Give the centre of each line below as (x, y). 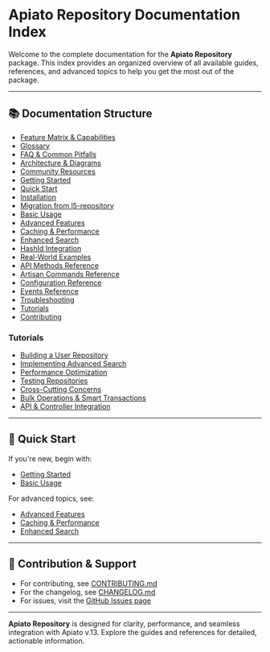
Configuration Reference (61, 283)
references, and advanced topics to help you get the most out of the (121, 71)
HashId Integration (51, 248)
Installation (38, 197)
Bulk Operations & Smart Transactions (83, 398)
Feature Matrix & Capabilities (68, 137)
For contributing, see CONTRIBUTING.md (88, 583)
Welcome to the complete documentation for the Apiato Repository (121, 54)
